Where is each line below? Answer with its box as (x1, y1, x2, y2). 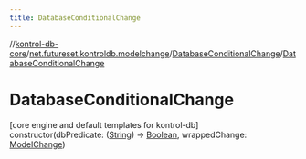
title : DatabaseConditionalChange (9, 13, 142, 23)
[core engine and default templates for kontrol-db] (9, 119, 199, 130)
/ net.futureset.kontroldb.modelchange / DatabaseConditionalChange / (26, 47, 283, 59)
